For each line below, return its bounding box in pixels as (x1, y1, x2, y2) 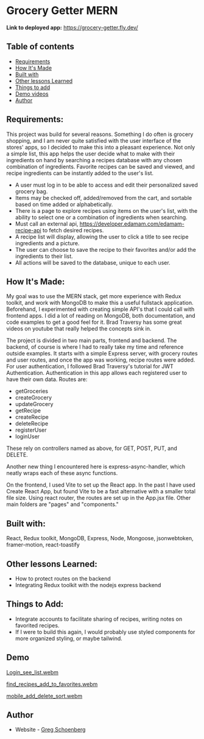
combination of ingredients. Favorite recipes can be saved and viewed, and (6, 163, 195, 170)
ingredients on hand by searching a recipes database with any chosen (6, 156, 183, 163)
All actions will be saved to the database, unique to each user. (15, 259, 171, 266)
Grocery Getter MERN (6, 4, 118, 18)
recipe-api (15, 226, 41, 234)
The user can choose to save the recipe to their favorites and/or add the (15, 246, 196, 253)
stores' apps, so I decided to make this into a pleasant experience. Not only (6, 143, 195, 151)
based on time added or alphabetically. (15, 201, 113, 208)
